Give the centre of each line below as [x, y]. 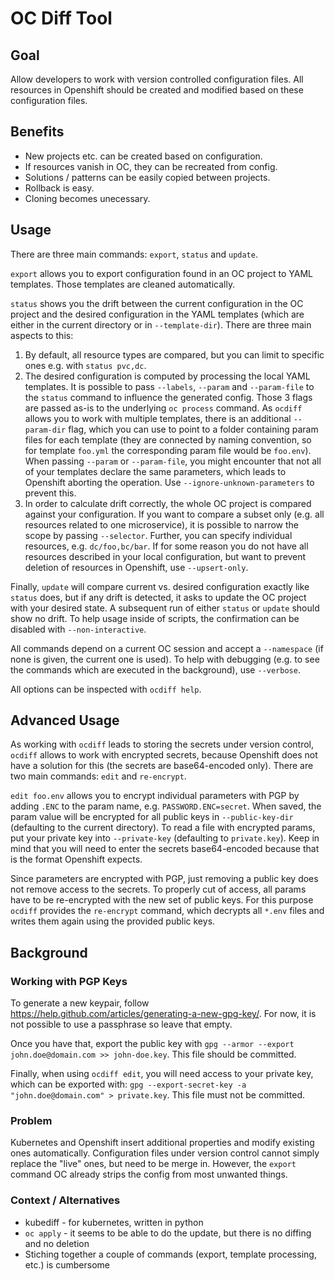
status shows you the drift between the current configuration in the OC [157, 303]
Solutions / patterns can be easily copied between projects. [147, 177]
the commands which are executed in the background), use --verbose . [155, 669]
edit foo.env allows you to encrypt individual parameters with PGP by [155, 796]
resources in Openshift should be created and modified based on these [157, 90]
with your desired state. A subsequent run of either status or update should [165, 608]
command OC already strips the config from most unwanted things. [149, 1174]
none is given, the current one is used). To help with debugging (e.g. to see [165, 659]
